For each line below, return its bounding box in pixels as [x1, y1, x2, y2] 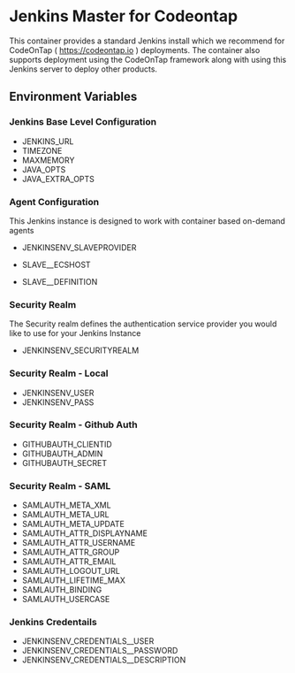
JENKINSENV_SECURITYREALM [21, 345, 140, 356]
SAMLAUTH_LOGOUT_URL [21, 566, 121, 577]
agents [9, 225, 34, 235]
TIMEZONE [21, 145, 63, 156]
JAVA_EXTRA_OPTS [21, 173, 95, 184]
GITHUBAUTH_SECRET [21, 457, 108, 468]
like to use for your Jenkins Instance [9, 328, 141, 339]
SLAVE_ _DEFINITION [21, 276, 98, 287]
